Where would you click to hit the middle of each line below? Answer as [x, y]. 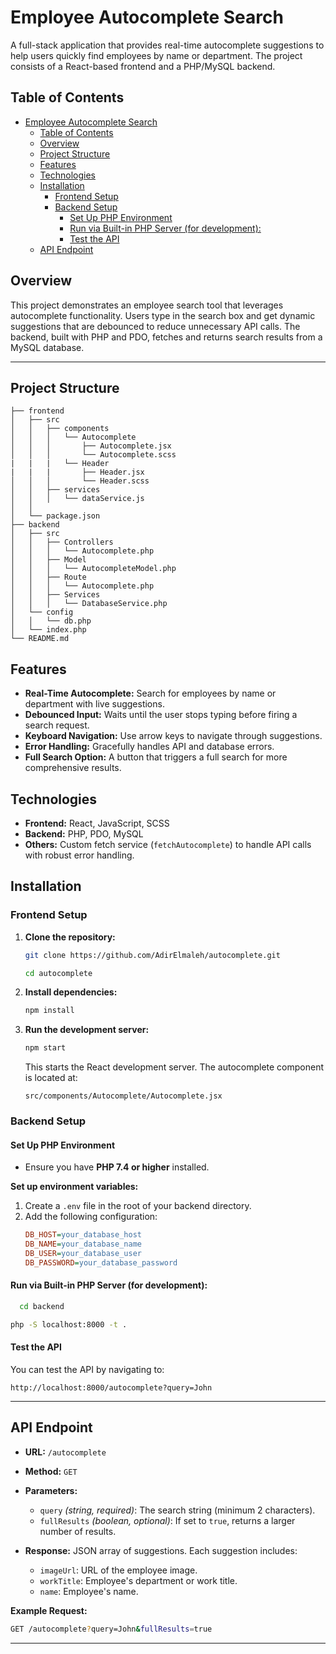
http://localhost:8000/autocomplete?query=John [111, 1387]
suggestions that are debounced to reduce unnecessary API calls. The [155, 326]
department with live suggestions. [94, 704]
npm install [49, 1011]
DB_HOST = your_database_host [83, 1235]
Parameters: [51, 1490]
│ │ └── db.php [51, 621]
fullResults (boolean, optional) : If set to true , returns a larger [167, 1520]
